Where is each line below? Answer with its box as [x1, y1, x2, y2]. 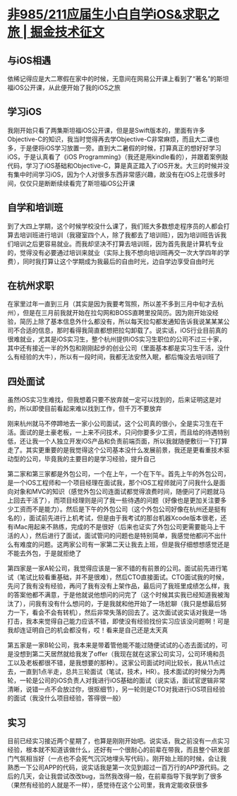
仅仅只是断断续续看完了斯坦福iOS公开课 [19, 179, 135, 187]
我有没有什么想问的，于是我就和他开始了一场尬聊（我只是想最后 [35, 600, 221, 608]
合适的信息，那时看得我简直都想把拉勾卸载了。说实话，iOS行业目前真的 [19, 326, 228, 335]
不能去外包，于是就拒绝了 [7, 549, 82, 558]
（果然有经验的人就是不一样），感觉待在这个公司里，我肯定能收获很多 [7, 781, 208, 790]
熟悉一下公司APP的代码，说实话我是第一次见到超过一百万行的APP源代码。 [7, 764, 224, 772]
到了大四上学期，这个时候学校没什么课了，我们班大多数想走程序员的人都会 [7, 222, 224, 230]
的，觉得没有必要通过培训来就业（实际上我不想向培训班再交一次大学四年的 [7, 248, 224, 256]
